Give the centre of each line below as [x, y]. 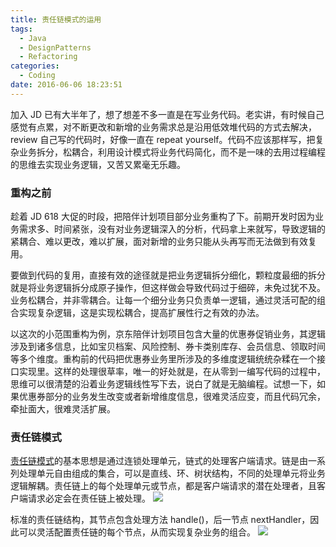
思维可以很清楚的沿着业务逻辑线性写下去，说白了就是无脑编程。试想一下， [163, 384]
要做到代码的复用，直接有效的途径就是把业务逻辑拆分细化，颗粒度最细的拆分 [168, 275]
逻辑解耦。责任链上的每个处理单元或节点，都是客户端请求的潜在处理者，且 [163, 486]
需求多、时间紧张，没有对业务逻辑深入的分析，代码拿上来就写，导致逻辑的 [172, 229]
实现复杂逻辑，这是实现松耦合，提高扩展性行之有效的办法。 [141, 313]
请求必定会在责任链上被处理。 [89, 498]
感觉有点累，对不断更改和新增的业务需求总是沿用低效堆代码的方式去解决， [163, 127]
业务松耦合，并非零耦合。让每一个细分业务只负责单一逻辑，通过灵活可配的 [163, 300]
